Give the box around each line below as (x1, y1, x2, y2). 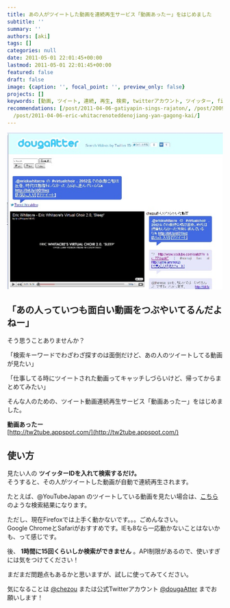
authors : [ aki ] (7, 33, 51, 40)
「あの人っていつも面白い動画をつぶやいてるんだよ (7, 304, 222, 315)
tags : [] (7, 40, 32, 47)
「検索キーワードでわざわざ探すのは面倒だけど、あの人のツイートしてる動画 (7, 351, 222, 359)
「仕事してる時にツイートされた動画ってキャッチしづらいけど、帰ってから (7, 374, 216, 382)
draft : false (7, 76, 44, 83)
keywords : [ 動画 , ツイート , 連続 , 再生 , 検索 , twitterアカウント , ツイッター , (7, 98, 214, 105)
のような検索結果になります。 (7, 501, 91, 509)
